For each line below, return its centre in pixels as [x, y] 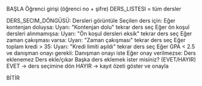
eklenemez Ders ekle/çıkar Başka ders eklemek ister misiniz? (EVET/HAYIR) [101, 59]
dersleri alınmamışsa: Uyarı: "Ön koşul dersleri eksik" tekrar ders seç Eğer [99, 34]
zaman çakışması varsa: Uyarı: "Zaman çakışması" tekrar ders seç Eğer [96, 40]
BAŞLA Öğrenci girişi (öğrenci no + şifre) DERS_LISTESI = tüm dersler [94, 9]
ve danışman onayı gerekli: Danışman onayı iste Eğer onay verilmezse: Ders [101, 53]
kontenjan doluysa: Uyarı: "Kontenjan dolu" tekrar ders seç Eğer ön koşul [98, 27]
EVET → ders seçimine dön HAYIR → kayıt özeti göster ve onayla [88, 66]
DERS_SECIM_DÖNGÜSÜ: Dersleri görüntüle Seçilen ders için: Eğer [91, 20]
